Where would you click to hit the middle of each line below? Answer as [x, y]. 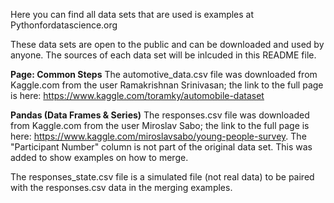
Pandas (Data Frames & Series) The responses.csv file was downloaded [160, 115]
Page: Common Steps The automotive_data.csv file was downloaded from [164, 74]
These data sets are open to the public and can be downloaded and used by [167, 44]
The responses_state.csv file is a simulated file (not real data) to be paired [162, 177]
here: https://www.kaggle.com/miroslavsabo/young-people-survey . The [158, 136]
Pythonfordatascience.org [64, 25]
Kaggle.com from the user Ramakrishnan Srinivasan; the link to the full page [167, 85]
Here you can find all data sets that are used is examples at [132, 14]
